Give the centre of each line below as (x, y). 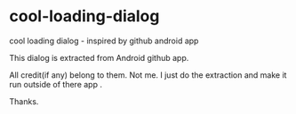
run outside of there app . (56, 84)
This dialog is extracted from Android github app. (99, 57)
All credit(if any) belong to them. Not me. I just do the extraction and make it (148, 75)
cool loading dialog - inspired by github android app (104, 41)
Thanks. (24, 101)
